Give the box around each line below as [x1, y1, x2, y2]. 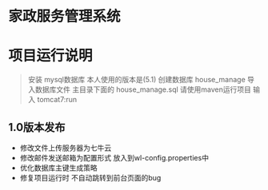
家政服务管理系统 [8, 7, 122, 26]
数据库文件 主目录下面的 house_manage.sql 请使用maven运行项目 [34, 85, 252, 94]
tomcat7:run [37, 95, 78, 105]
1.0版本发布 [8, 121, 66, 134]
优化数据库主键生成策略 [19, 163, 98, 172]
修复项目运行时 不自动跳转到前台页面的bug [19, 172, 162, 182]
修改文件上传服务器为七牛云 [19, 143, 112, 152]
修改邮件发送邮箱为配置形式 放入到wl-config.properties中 [19, 152, 210, 162]
